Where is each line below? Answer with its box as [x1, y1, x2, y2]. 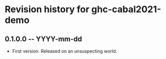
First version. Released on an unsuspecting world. [12, 48, 118, 54]
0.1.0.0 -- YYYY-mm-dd [5, 35, 82, 43]
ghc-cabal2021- [91, 4, 161, 15]
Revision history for [5, 4, 90, 15]
